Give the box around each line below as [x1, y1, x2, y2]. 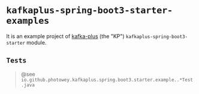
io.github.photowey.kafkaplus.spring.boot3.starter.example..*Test [20, 77, 193, 83]
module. [26, 39, 47, 46]
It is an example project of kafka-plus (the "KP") [6, 32, 125, 40]
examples [6, 15, 50, 27]
